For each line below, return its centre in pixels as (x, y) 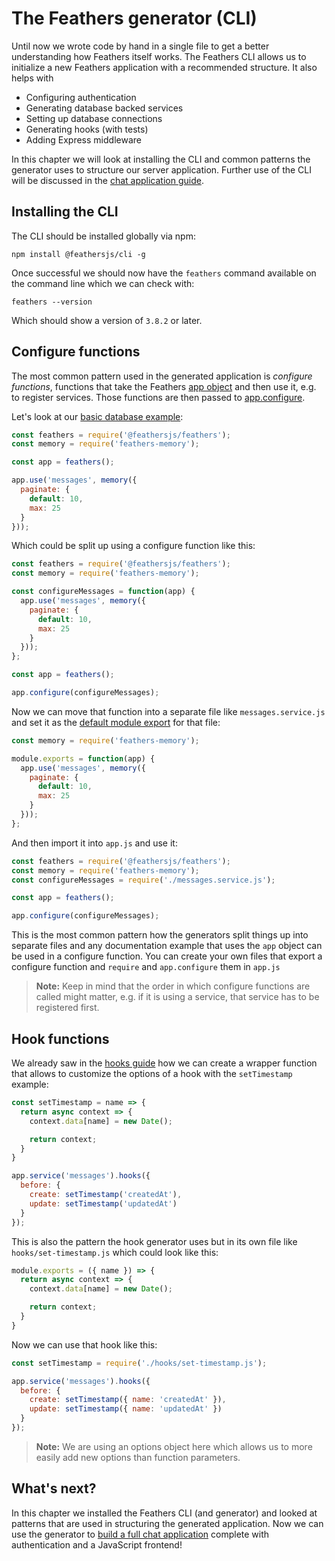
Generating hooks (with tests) (87, 129)
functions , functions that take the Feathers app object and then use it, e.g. (164, 386)
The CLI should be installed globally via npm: (103, 236)
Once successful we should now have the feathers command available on (164, 273)
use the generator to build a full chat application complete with (140, 1534)
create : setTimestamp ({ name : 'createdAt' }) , (128, 1400)
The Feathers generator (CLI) (134, 18)
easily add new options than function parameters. (138, 1457)
